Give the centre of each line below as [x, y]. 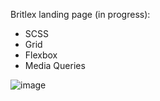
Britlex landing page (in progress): [80, 14]
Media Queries [55, 65]
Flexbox [41, 55]
